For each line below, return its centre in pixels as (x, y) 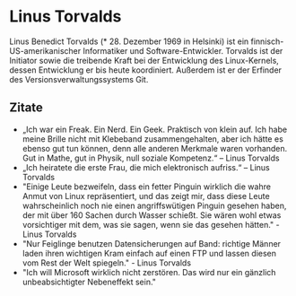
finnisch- (267, 41)
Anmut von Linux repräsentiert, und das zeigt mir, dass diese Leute (146, 196)
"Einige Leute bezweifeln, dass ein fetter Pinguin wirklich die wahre (147, 187)
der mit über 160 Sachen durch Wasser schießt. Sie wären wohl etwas (152, 215)
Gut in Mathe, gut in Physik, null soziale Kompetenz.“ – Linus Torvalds (151, 158)
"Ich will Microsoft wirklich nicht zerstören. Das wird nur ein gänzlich (149, 272)
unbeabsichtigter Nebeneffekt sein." (89, 282)
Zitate (26, 108)
